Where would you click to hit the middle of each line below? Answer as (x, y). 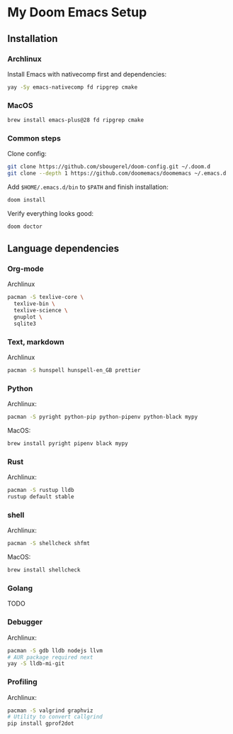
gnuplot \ (28, 317)
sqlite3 (25, 324)
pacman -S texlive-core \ (45, 297)
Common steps (34, 138)
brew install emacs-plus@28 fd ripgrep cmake (75, 120)
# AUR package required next (50, 657)
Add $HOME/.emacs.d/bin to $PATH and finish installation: (88, 187)
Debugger (25, 622)
